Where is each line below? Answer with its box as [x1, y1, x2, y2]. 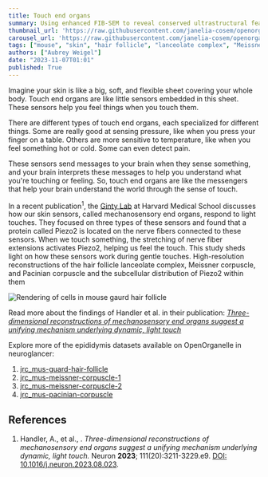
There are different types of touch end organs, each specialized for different [8, 117, 259, 128]
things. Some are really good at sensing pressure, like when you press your [8, 126, 256, 136]
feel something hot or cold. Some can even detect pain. [8, 143, 191, 152]
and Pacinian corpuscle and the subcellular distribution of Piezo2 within [8, 269, 244, 278]
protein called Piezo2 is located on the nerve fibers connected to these [8, 227, 242, 236]
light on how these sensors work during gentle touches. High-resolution [8, 252, 245, 262]
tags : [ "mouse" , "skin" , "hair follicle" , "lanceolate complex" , [8, 41, 231, 49]
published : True [8, 64, 62, 72]
